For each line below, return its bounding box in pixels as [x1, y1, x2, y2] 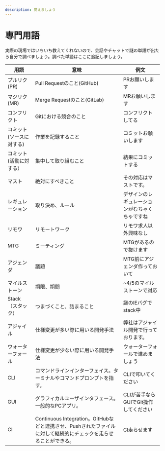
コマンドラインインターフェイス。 [35, 367, 114, 374]
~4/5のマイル [123, 279, 155, 286]
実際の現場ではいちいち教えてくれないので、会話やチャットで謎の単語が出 [5, 47, 156, 53]
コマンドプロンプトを [59, 375, 109, 381]
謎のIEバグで [123, 299, 152, 306]
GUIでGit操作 [123, 398, 153, 405]
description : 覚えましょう [5, 7, 56, 12]
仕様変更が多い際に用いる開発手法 [35, 326, 114, 333]
